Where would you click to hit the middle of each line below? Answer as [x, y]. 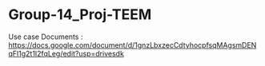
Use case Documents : [46, 37]
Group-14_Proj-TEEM [80, 15]
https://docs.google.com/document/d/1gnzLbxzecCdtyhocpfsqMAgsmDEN [132, 45]
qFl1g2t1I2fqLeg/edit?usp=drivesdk [66, 53]
